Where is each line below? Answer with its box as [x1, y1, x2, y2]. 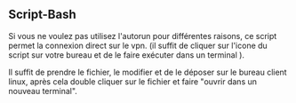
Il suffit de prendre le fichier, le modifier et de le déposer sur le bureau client [8, 67, 287, 77]
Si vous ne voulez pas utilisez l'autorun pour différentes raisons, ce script [8, 30, 277, 41]
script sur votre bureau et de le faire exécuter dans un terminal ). [8, 49, 245, 60]
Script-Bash [8, 7, 76, 22]
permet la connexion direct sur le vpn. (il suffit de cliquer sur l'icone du [8, 40, 268, 51]
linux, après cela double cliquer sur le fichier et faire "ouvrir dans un [8, 75, 258, 87]
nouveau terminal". [8, 85, 77, 96]
